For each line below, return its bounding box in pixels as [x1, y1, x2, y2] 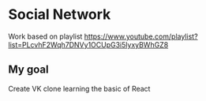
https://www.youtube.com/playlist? [84, 32, 199, 41]
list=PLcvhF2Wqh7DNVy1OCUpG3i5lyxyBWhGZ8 [8, 39, 169, 49]
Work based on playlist [8, 32, 83, 41]
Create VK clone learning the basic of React [8, 84, 151, 93]
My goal [8, 63, 49, 77]
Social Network [8, 6, 111, 24]
